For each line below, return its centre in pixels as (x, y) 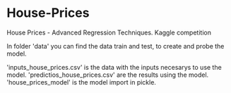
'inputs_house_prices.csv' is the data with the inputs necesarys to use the (114, 67)
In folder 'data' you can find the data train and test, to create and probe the (115, 46)
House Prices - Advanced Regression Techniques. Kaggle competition (109, 32)
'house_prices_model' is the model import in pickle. (82, 82)
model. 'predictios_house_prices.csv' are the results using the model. (108, 75)
